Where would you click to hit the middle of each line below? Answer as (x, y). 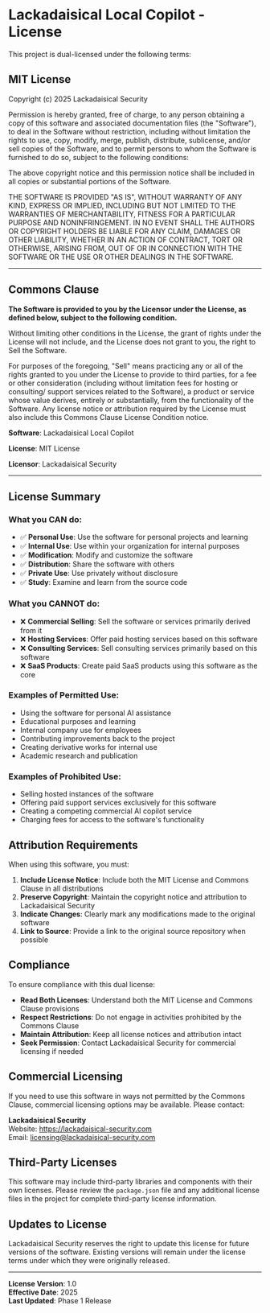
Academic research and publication (79, 755)
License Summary (55, 496)
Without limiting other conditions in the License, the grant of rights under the (135, 333)
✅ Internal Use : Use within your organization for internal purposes (129, 546)
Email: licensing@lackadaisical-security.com (82, 1137)
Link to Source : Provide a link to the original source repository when (133, 931)
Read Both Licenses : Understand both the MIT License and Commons (136, 1000)
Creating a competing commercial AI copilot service (106, 811)
